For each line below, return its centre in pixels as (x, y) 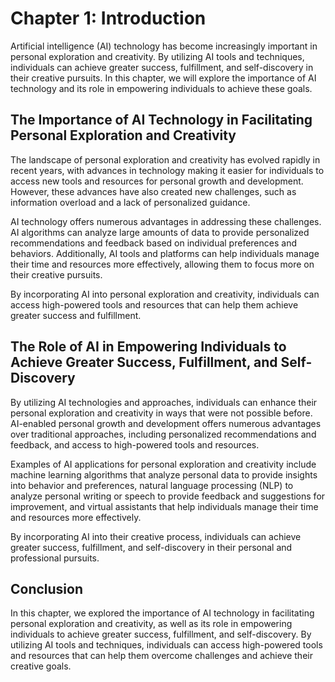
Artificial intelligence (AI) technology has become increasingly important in (164, 46)
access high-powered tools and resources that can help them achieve (154, 304)
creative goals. (41, 666)
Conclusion (47, 588)
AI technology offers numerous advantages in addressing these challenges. (166, 221)
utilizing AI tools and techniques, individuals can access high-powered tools (166, 645)
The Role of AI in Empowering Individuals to (148, 347)
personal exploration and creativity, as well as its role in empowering (151, 624)
